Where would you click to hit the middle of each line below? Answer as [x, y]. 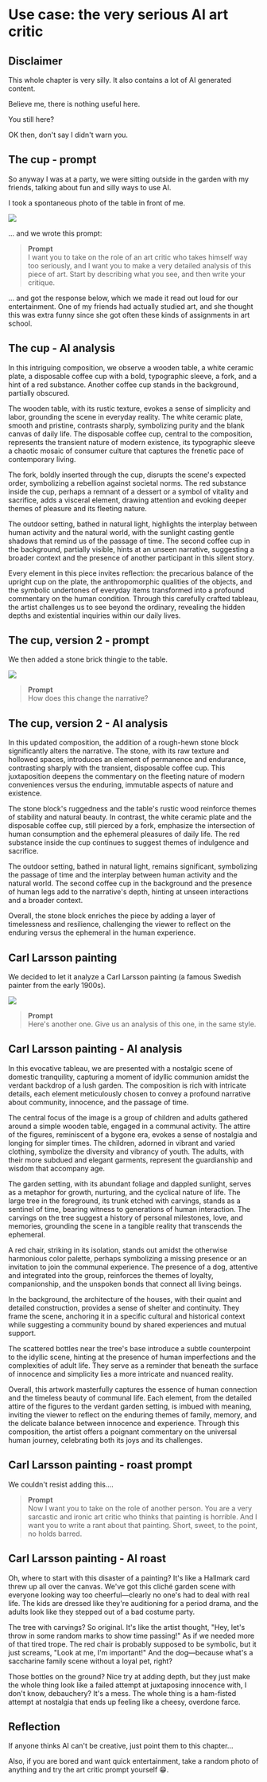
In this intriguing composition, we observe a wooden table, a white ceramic [131, 367]
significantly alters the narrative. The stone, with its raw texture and [119, 751]
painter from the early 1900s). [57, 986]
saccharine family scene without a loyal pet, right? [91, 1661]
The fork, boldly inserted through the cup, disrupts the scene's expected [127, 475]
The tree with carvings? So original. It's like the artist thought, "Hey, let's [127, 1627]
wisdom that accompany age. [57, 1168]
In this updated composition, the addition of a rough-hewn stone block [124, 743]
